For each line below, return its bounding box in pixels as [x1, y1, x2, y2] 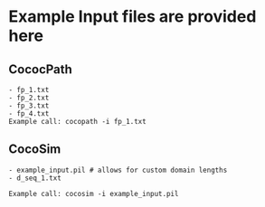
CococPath [8, 61, 73, 77]
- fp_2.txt [8, 93, 50, 102]
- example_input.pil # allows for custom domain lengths [8, 165, 228, 174]
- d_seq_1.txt [8, 174, 62, 183]
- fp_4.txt [8, 109, 50, 118]
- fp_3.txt [8, 101, 50, 110]
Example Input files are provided [8, 6, 257, 27]
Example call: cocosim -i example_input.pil [8, 189, 179, 198]
